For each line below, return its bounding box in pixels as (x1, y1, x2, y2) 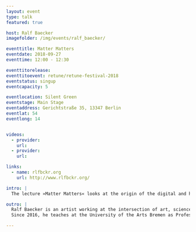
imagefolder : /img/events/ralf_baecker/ (6, 36, 106, 41)
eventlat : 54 (6, 110, 38, 116)
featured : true (6, 19, 43, 25)
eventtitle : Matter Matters (6, 46, 75, 52)
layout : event (6, 8, 41, 15)
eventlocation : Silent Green (6, 94, 77, 100)
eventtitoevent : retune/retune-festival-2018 (6, 72, 118, 79)
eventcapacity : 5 (6, 84, 48, 89)
